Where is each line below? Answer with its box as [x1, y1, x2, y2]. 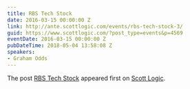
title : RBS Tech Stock [7, 10, 72, 17]
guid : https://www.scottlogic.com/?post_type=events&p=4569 [7, 29, 184, 37]
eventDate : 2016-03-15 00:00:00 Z [7, 36, 107, 43]
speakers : [7, 49, 36, 56]
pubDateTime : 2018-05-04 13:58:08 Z [7, 42, 112, 49]
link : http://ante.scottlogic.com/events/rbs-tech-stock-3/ [7, 23, 184, 30]
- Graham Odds [7, 55, 48, 62]
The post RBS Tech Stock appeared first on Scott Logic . [7, 74, 166, 82]
